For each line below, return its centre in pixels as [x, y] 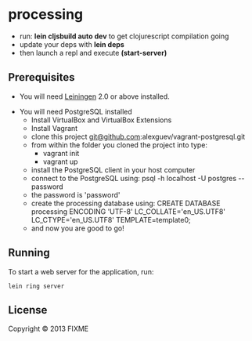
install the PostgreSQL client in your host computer [113, 169]
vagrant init [61, 153]
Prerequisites [41, 77]
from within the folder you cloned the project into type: [119, 145]
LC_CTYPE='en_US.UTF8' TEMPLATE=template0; [111, 219]
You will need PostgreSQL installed [76, 111]
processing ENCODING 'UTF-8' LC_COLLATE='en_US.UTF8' [128, 211]
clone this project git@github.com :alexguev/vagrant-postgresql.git [138, 136]
